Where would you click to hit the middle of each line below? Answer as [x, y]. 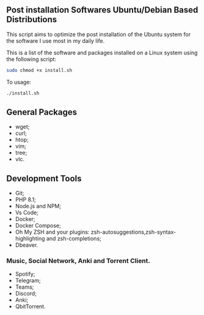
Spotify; [25, 274]
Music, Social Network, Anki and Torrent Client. [78, 261]
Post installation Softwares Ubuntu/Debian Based [102, 10]
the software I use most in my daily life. [56, 41]
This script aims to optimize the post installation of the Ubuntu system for [99, 34]
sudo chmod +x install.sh [39, 70]
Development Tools [44, 179]
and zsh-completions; [74, 239]
